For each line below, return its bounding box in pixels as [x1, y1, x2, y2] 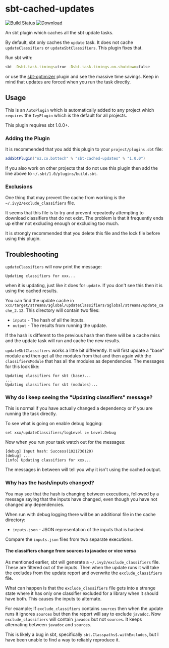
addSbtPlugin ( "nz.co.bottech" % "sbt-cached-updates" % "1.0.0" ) [5, 156, 145, 161]
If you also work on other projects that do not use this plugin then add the [5, 165, 158, 171]
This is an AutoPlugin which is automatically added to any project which [5, 107, 154, 113]
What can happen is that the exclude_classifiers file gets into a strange [5, 585, 156, 591]
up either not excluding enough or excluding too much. [5, 220, 120, 226]
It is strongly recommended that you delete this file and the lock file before [5, 230, 160, 237]
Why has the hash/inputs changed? [5, 479, 94, 486]
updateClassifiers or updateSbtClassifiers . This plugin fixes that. [5, 44, 143, 51]
